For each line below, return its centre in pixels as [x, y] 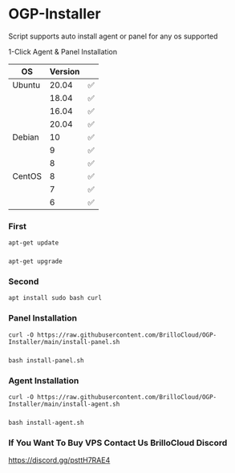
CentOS [27, 176]
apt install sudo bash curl [55, 298]
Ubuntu [26, 85]
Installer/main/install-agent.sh [64, 404]
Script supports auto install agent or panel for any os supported [113, 36]
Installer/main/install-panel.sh [64, 342]
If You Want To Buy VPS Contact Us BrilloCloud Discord [118, 443]
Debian [26, 137]
